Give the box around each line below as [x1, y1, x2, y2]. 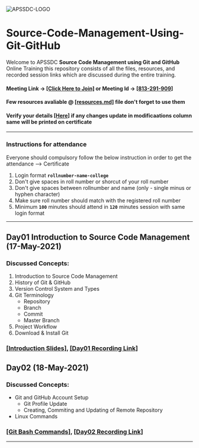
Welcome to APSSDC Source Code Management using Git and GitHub [6, 58, 180, 65]
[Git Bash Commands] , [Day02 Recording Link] [6, 427, 143, 436]
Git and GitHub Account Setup [14, 393, 89, 401]
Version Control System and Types [14, 285, 99, 293]
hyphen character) [14, 190, 60, 198]
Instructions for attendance [6, 140, 87, 148]
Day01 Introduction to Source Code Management [6, 232, 190, 243]
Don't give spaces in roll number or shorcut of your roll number [14, 178, 169, 185]
